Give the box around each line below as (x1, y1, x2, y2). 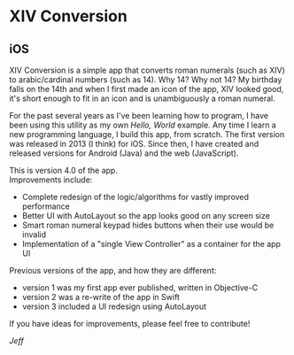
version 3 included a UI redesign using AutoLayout (21, 301, 206, 312)
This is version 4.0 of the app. (9, 166, 118, 175)
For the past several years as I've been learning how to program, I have (9, 111, 268, 120)
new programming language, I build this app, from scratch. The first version (9, 129, 285, 139)
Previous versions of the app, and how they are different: (9, 266, 217, 275)
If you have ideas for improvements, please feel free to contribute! (9, 319, 251, 328)
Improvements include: (9, 174, 93, 185)
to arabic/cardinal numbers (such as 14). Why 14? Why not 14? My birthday (9, 74, 282, 85)
